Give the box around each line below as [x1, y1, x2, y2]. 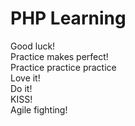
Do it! [10, 82, 33, 94]
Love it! [10, 72, 41, 84]
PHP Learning [10, 7, 127, 30]
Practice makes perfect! [10, 50, 109, 62]
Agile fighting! [10, 103, 68, 116]
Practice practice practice [10, 61, 117, 73]
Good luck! [10, 40, 56, 52]
